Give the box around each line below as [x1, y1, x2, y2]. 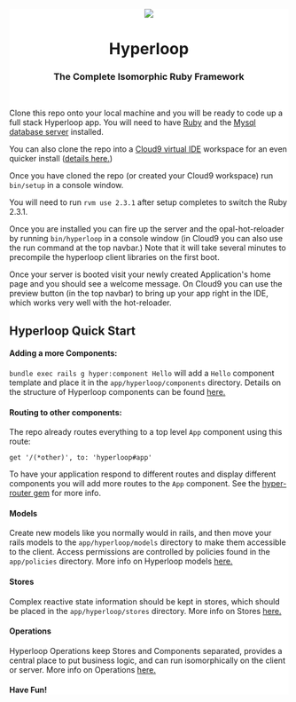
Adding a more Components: [9, 348, 118, 359]
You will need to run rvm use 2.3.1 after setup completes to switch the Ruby [9, 197, 288, 208]
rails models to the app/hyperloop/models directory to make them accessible [9, 537, 286, 548]
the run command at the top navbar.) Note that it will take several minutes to [9, 242, 286, 253]
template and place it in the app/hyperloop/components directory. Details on [9, 377, 282, 388]
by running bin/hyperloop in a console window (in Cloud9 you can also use [9, 233, 284, 244]
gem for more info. [33, 488, 102, 499]
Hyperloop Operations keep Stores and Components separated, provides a [9, 645, 283, 656]
